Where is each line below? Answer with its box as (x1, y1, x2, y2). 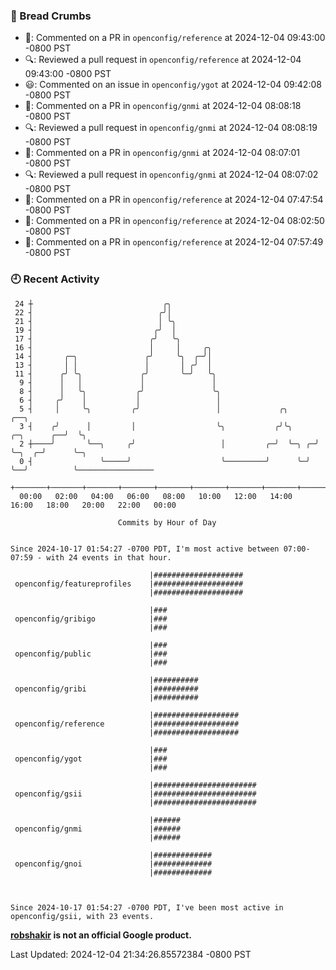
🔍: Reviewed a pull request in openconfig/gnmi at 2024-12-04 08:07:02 (24, 169, 319, 181)
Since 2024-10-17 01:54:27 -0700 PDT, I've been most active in (10, 902, 284, 913)
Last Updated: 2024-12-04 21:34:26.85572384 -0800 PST (10, 948, 252, 960)
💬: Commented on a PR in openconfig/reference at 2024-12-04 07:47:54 (24, 194, 324, 206)
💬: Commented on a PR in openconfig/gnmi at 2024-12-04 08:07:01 (24, 147, 301, 159)
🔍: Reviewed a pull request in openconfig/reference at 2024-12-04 (24, 54, 302, 66)
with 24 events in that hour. (46, 552, 172, 563)
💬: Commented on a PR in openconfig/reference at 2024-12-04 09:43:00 (24, 32, 326, 44)
